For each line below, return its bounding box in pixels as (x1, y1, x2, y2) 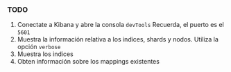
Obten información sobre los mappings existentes (17, 57, 160, 66)
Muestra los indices (17, 50, 74, 58)
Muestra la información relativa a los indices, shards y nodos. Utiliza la (17, 35, 219, 44)
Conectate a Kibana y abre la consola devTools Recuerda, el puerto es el (17, 21, 224, 29)
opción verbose (17, 43, 61, 51)
